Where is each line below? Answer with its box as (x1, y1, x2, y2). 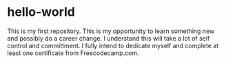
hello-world (7, 4, 76, 20)
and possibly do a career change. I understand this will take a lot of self (7, 34, 210, 42)
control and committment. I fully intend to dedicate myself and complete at (7, 41, 219, 50)
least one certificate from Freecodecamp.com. (7, 49, 139, 57)
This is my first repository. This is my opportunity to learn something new (7, 27, 215, 35)
